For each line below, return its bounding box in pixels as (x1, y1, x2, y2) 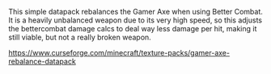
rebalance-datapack (8, 56, 77, 66)
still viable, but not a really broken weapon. (8, 32, 151, 42)
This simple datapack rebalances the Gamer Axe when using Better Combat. (8, 7, 263, 16)
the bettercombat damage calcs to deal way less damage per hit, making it (8, 24, 257, 33)
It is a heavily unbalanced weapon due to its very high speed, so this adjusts (8, 15, 263, 25)
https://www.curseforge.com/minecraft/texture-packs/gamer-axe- (8, 48, 231, 57)
